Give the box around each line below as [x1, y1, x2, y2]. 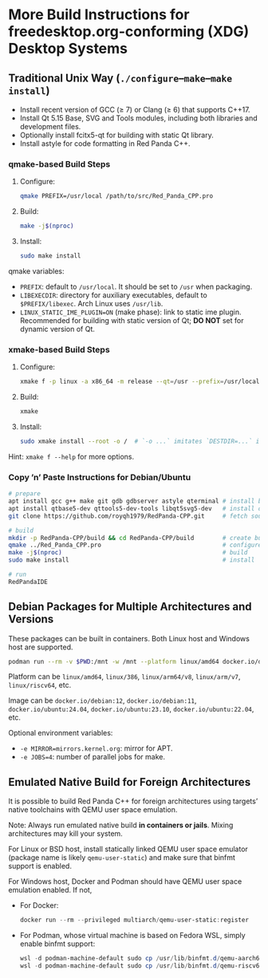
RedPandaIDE [8, 578, 48, 586]
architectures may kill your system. [8, 829, 124, 838]
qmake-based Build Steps [8, 158, 111, 169]
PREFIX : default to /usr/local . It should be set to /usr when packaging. [19, 282, 253, 291]
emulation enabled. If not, [8, 885, 93, 895]
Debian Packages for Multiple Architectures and [8, 600, 253, 613]
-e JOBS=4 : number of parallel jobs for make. [19, 752, 166, 762]
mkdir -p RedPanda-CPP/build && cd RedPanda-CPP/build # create [8, 534, 251, 542]
